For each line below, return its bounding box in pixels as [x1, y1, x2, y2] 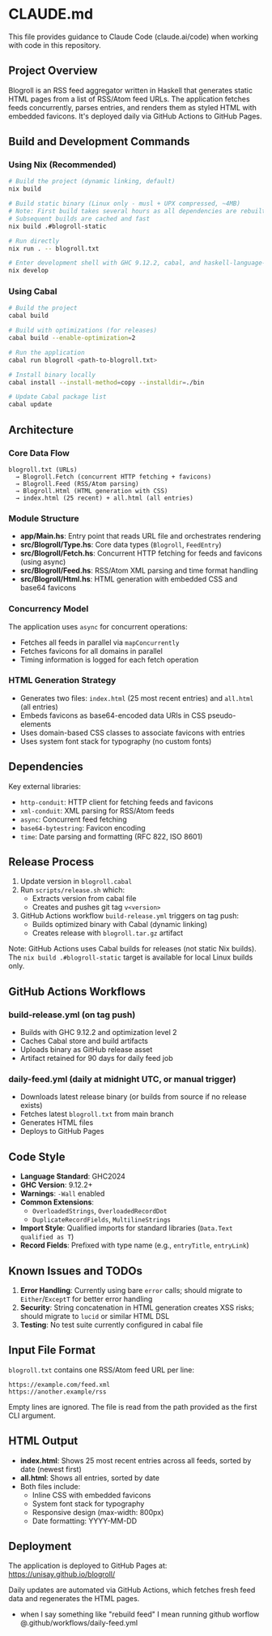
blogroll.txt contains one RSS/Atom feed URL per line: [8, 1364, 194, 1375]
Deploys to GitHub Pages [19, 1127, 104, 1136]
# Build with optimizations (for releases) [8, 326, 158, 335]
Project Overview [8, 64, 98, 78]
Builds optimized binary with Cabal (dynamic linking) [32, 920, 208, 930]
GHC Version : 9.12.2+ [19, 1180, 93, 1190]
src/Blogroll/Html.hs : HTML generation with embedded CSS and [19, 574, 237, 584]
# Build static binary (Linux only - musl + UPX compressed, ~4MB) [8, 200, 241, 208]
